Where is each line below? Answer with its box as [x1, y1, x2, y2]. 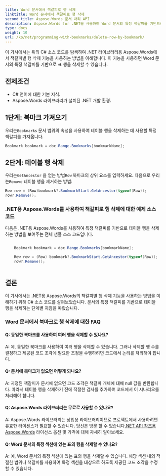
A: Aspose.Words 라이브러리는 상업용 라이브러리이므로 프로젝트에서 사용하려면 [5, 417, 158, 423]
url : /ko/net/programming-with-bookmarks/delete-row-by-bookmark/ [5, 35, 145, 40]
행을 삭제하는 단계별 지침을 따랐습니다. [5, 305, 79, 311]
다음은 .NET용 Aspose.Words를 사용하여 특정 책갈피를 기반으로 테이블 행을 [5, 225, 150, 231]
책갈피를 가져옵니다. [5, 133, 43, 139]
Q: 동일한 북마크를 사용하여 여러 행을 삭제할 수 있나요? [5, 332, 109, 338]
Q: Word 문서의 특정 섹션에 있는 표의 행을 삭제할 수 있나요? [5, 441, 118, 447]
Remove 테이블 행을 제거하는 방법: [9, 178, 73, 184]
